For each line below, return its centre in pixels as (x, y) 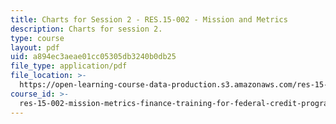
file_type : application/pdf (69, 66)
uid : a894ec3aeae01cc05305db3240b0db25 (93, 57)
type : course (37, 38)
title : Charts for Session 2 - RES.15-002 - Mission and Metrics (149, 19)
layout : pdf (35, 47)
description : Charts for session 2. (86, 29)
